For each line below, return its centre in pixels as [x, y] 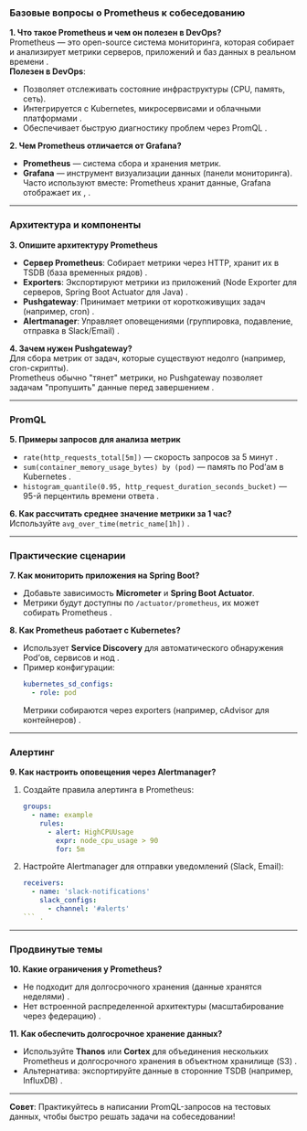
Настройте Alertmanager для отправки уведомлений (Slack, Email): [153, 867]
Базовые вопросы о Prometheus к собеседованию [127, 13]
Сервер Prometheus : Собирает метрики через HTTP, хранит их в [151, 262]
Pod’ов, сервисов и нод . [71, 658]
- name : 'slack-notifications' [91, 892]
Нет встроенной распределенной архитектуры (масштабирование [153, 1007]
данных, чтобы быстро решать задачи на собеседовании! [122, 1116]
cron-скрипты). [39, 368]
